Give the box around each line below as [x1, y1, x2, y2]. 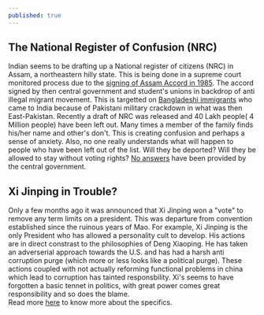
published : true [8, 11, 61, 20]
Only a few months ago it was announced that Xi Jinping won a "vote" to [8, 206, 244, 215]
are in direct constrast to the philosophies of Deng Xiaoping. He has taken [8, 239, 248, 249]
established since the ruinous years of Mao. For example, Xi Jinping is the [8, 222, 248, 232]
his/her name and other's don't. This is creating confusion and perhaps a [8, 128, 246, 138]
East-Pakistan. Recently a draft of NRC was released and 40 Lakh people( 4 [8, 112, 255, 121]
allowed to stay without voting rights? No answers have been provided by [8, 154, 247, 163]
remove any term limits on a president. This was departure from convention [8, 214, 253, 224]
